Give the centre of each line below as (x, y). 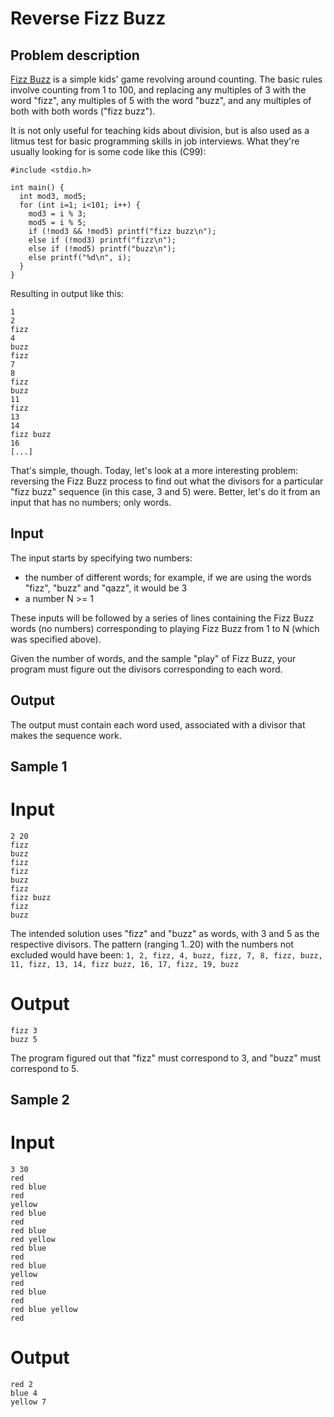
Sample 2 (40, 1100)
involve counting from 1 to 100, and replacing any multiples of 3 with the (158, 90)
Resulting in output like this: (67, 293)
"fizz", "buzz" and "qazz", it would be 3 (106, 588)
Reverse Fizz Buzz (88, 18)
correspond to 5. (44, 1068)
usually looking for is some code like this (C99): (108, 151)
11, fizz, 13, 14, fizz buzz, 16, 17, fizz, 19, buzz (125, 964)
